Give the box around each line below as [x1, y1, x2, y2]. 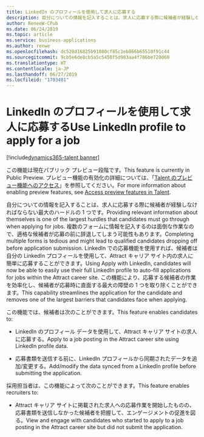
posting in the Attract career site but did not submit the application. [15, 424, 183, 431]
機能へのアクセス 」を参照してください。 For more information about [16, 182, 186, 189]
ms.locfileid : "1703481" [6, 77, 69, 83]
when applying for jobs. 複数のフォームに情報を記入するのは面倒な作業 [6, 223, 184, 230]
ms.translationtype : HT [6, 60, 67, 66]
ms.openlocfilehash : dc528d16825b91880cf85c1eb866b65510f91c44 [6, 49, 170, 55]
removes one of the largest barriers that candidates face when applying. [6, 296, 187, 304]
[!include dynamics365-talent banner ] [6, 154, 100, 162]
